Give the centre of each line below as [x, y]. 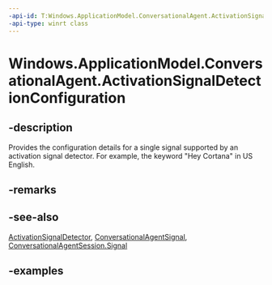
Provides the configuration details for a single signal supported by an [123, 147]
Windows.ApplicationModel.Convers [136, 64]
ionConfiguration [67, 98]
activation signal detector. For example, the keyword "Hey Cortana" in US [131, 155]
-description [40, 128]
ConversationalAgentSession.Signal [68, 245]
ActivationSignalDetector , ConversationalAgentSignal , [98, 236]
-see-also [34, 217]
